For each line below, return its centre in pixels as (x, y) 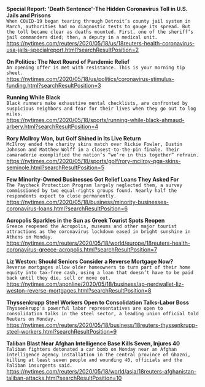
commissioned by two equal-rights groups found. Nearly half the (91, 191)
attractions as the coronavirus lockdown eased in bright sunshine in (99, 232)
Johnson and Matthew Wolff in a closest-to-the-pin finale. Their (93, 150)
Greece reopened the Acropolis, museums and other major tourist (91, 226)
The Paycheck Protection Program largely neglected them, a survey (95, 185)
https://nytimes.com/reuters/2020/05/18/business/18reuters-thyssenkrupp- (102, 325)
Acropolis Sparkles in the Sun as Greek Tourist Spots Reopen (86, 220)
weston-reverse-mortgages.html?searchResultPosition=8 (79, 290)
